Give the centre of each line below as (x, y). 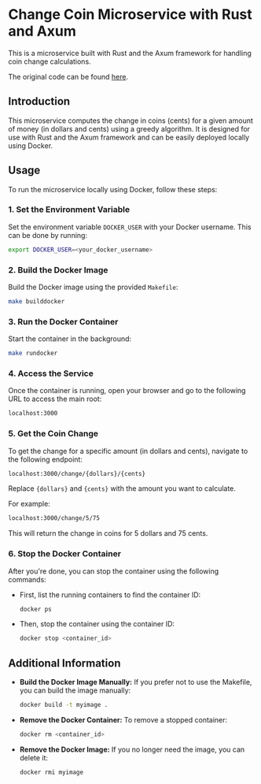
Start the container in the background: (70, 339)
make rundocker (33, 353)
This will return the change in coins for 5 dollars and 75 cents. (108, 533)
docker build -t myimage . (64, 705)
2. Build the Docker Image (58, 269)
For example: (29, 504)
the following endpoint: (45, 459)
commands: (28, 579)
